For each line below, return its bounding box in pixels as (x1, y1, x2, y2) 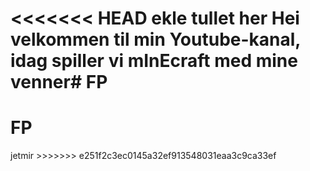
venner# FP (10, 71, 108, 94)
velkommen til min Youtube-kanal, (10, 28, 301, 51)
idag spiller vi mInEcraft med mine (10, 50, 298, 72)
